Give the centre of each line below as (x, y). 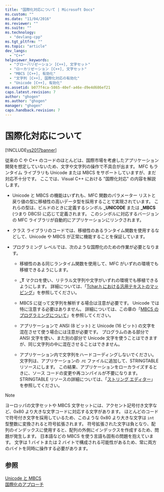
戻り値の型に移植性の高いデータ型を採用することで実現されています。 (82, 201)
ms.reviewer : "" (22, 23)
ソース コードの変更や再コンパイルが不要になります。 (86, 373)
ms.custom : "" (20, 14)
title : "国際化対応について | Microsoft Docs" (50, 10)
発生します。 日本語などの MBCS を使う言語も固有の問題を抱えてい (81, 436)
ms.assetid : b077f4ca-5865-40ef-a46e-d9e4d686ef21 (58, 87)
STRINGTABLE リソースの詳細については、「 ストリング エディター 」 (87, 379)
